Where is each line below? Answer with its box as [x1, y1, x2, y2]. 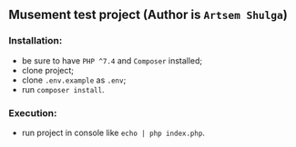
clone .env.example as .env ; [21, 74, 127, 85]
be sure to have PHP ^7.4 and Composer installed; [21, 54, 203, 66]
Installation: [8, 34, 63, 47]
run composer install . [21, 83, 106, 94]
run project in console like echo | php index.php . [21, 127, 206, 138]
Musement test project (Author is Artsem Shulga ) [8, 7, 289, 23]
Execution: [8, 106, 57, 119]
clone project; [21, 64, 75, 75]
